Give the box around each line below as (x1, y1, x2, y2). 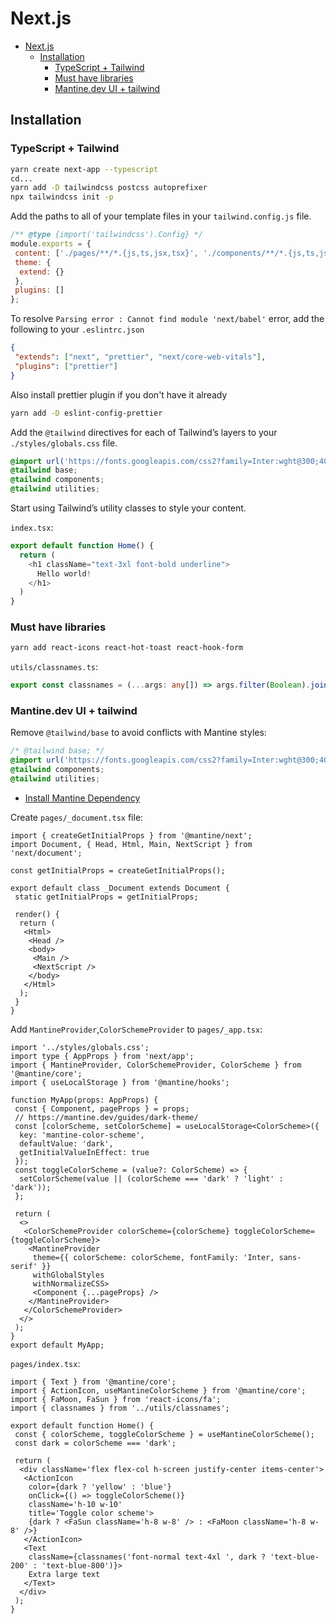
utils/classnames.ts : (10, 661, 99, 673)
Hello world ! (36, 568, 92, 579)
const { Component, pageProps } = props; (14, 1103, 190, 1114)
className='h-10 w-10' (28, 1499, 123, 1509)
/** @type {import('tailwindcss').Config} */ (10, 230, 203, 240)
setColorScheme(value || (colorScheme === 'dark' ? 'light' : (19, 1173, 284, 1184)
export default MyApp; (10, 1340, 105, 1350)
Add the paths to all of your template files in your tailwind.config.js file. (10, 210, 312, 222)
